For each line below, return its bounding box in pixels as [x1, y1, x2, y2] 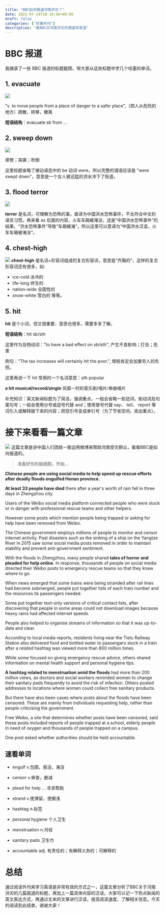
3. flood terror [5, 188, 49, 197]
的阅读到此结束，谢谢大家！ [5, 902, 61, 908]
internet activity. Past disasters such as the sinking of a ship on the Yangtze [5, 535, 158, 541]
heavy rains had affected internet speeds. [5, 611, 90, 617]
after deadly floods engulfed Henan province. [5, 476, 100, 482]
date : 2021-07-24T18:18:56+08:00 [5, 12, 74, 17]
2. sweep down [5, 134, 53, 143]
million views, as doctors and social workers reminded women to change [5, 675, 152, 681]
